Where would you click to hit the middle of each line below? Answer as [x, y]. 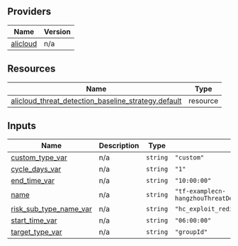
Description [119, 146]
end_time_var [33, 181]
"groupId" [191, 232]
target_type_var [36, 232]
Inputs [22, 126]
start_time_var [34, 220]
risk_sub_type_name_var [51, 209]
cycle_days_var [36, 169]
